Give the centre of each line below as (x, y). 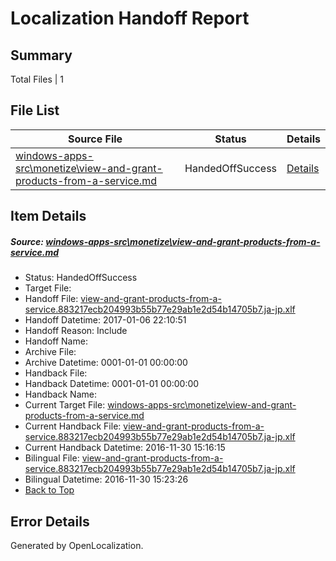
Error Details (50, 521)
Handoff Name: (56, 341)
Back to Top (49, 490)
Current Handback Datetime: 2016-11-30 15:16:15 (125, 448)
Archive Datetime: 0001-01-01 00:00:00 (106, 363)
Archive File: (50, 352)
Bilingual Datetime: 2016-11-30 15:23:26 (106, 479)
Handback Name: (60, 394)
